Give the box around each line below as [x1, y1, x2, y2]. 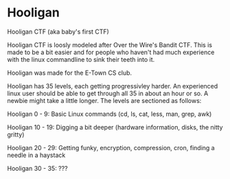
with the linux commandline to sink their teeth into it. [7, 55, 155, 63]
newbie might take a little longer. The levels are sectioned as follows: [7, 96, 202, 104]
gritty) [7, 130, 25, 139]
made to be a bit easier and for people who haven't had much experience [7, 48, 215, 56]
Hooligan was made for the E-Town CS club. [7, 69, 133, 77]
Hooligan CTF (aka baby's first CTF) [7, 27, 110, 36]
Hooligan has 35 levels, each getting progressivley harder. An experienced [7, 82, 218, 90]
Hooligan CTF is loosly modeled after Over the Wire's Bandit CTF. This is [7, 40, 213, 49]
